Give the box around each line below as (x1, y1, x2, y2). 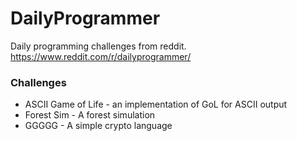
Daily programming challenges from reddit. (10, 40, 187, 52)
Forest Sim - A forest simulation (24, 109, 156, 121)
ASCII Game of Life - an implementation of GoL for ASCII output (24, 98, 288, 111)
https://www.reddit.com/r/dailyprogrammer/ (10, 50, 192, 62)
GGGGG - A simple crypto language (24, 120, 173, 132)
